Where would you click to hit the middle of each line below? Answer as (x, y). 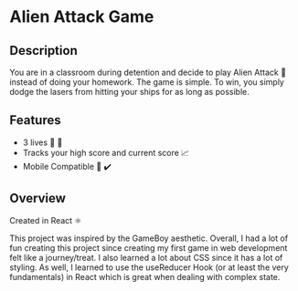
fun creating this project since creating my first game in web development (149, 247)
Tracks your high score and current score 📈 (106, 152)
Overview (38, 198)
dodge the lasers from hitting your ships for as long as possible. (129, 92)
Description (43, 51)
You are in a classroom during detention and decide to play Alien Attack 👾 (148, 72)
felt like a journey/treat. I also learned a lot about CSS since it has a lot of (146, 257)
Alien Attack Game (82, 17)
